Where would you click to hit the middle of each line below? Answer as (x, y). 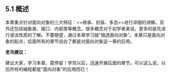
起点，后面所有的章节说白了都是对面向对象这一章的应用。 (74, 41)
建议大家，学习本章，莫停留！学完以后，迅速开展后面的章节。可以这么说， (83, 63)
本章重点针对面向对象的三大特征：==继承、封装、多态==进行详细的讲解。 (83, 22)
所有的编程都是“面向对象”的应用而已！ (50, 69)
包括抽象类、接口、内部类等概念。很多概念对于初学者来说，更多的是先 (88, 28)
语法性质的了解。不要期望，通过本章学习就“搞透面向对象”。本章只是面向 (85, 35)
